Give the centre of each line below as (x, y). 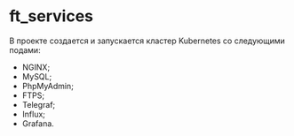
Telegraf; (39, 104)
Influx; (34, 114)
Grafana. (38, 123)
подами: (25, 49)
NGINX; (36, 67)
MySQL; (37, 76)
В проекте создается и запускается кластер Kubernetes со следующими (147, 41)
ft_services (52, 16)
